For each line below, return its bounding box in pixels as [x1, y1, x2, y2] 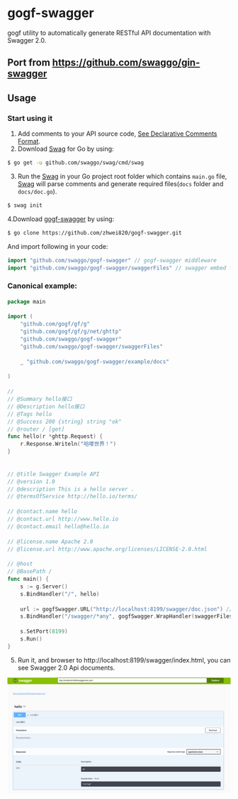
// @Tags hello [7, 410, 52, 417]
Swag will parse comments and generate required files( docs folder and [17, 179, 224, 188]
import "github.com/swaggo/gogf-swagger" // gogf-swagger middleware [7, 257, 217, 264]
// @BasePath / [7, 568, 52, 575]
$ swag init [7, 201, 42, 209]
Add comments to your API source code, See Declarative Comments [17, 129, 217, 138]
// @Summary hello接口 [7, 396, 72, 403]
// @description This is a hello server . [7, 486, 135, 493]
